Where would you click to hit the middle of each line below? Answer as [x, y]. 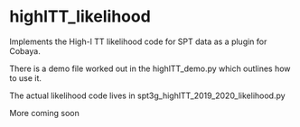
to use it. [26, 77]
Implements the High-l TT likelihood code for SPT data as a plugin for [138, 41]
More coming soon [44, 113]
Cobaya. [25, 50]
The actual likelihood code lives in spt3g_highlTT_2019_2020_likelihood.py [148, 95]
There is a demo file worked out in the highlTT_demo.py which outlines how [150, 68]
